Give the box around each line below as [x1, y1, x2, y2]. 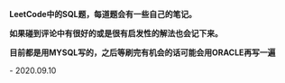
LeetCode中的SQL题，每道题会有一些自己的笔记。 [9, 9, 197, 19]
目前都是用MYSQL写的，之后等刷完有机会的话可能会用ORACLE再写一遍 [9, 47, 276, 58]
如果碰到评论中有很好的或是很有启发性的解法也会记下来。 [9, 28, 223, 39]
